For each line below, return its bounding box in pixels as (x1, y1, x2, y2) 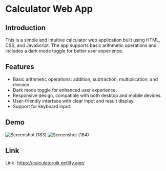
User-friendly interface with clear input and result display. (12, 97, 135, 104)
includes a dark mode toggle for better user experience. (5, 48, 123, 54)
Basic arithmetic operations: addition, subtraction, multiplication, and (12, 76, 158, 82)
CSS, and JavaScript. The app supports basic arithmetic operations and (5, 42, 157, 48)
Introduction (5, 23, 46, 32)
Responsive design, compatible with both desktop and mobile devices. (12, 92, 162, 99)
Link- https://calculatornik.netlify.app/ (5, 160, 85, 166)
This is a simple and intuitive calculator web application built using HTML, (5, 37, 160, 43)
